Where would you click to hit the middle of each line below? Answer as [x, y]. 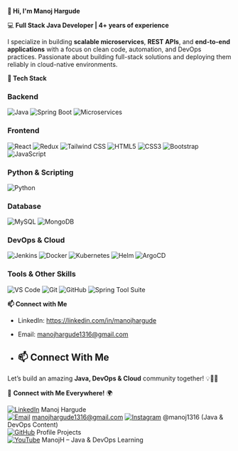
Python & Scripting [40, 172]
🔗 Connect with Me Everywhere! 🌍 [60, 393]
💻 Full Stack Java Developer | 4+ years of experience [88, 25]
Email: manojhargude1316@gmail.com [73, 334]
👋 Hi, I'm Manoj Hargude [44, 11]
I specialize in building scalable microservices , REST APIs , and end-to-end [119, 42]
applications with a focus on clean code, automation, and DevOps [104, 49]
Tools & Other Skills [42, 274]
